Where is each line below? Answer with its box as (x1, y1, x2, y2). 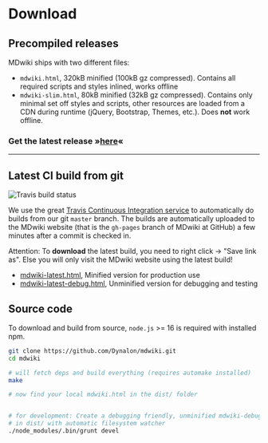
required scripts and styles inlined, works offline (19, 81, 179, 91)
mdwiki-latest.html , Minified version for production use (19, 271, 201, 280)
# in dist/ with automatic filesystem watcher (8, 420, 166, 428)
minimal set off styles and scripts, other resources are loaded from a (19, 99, 246, 108)
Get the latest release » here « (8, 135, 124, 146)
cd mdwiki (8, 354, 41, 362)
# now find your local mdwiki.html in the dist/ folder (8, 390, 198, 399)
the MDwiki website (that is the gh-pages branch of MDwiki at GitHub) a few (8, 223, 256, 232)
